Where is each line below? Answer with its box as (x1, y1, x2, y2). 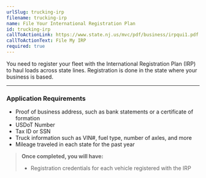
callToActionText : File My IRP (6, 37, 86, 44)
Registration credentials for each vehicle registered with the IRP (30, 164, 191, 172)
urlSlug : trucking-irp (6, 9, 64, 15)
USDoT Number (15, 121, 55, 129)
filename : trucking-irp (6, 15, 67, 21)
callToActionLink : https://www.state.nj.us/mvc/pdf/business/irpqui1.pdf (6, 32, 199, 38)
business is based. (6, 73, 54, 80)
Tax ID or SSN (15, 128, 51, 135)
